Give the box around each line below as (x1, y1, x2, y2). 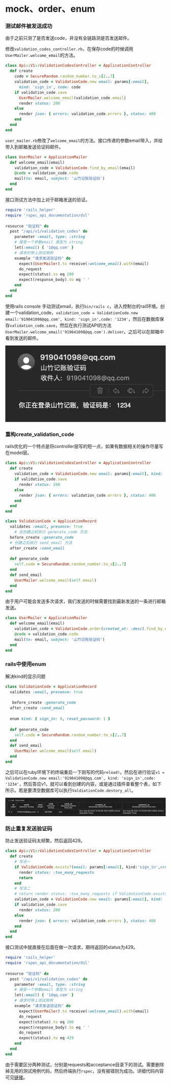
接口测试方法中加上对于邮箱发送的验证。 (5, 197, 90, 203)
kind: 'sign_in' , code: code (18, 85, 81, 90)
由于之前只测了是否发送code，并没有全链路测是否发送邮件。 (5, 35, 132, 41)
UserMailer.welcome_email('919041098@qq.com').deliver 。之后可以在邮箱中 (5, 328, 164, 335)
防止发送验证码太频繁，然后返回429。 (5, 838, 85, 844)
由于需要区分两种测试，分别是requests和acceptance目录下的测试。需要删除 (5, 1061, 164, 1068)
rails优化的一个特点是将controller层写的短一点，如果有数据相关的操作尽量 (5, 443, 159, 450)
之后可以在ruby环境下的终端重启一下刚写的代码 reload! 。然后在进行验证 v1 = (5, 769, 165, 775)
